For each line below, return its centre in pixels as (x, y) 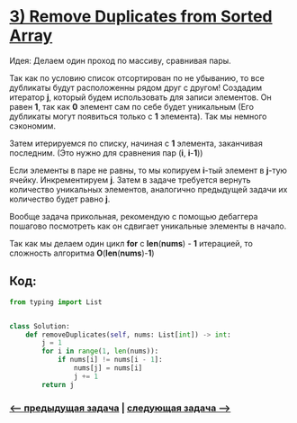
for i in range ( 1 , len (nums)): (100, 351)
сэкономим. (33, 126)
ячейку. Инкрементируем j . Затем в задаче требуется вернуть (130, 180)
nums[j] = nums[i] (108, 368)
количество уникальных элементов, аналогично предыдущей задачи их (148, 189)
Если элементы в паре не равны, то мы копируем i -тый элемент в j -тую (148, 170)
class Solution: (40, 326)
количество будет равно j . (60, 199)
